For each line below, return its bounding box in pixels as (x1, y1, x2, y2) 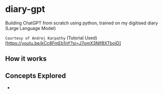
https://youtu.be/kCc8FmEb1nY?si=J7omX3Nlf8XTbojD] (6, 40, 121, 46)
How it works (5, 55, 47, 63)
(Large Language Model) (5, 25, 56, 31)
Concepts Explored (5, 71, 66, 80)
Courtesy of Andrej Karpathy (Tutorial (5, 35, 84, 41)
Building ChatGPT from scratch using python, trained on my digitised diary (5, 20, 158, 26)
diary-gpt (5, 3, 45, 15)
